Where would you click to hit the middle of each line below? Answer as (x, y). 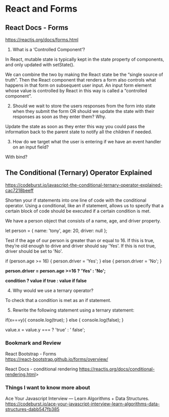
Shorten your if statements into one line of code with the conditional (76, 200)
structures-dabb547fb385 (32, 409)
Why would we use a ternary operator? (53, 290)
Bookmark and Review (33, 343)
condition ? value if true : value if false (46, 280)
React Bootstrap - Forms (31, 354)
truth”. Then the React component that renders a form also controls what (81, 80)
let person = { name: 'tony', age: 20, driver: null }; (56, 231)
